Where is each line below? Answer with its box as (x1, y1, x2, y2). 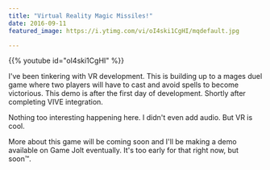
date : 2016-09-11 (8, 19, 67, 27)
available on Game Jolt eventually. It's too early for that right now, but (8, 146, 239, 155)
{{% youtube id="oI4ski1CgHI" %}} (8, 56, 125, 65)
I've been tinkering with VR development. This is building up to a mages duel (8, 72, 263, 81)
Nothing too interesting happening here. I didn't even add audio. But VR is (8, 113, 253, 122)
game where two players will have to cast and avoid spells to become (8, 80, 239, 89)
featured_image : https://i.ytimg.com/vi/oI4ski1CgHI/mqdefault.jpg (8, 27, 240, 35)
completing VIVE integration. (8, 97, 103, 107)
